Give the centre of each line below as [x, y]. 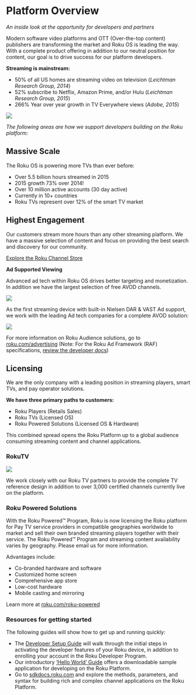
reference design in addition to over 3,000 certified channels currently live [96, 486]
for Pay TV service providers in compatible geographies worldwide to [90, 527]
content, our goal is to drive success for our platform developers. [84, 57]
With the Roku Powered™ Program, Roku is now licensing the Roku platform [97, 520]
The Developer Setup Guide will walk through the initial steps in [91, 644]
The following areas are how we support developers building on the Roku [94, 126]
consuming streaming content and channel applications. [74, 441]
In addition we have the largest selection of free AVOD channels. [84, 287]
